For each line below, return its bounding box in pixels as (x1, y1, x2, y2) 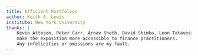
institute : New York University (6, 19, 85, 25)
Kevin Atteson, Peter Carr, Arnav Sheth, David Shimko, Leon (16, 30, 170, 36)
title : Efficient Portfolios (6, 8, 78, 15)
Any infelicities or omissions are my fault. (16, 41, 131, 47)
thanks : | (6, 24, 31, 31)
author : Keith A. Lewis (6, 14, 65, 20)
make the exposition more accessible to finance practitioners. (16, 36, 178, 41)
